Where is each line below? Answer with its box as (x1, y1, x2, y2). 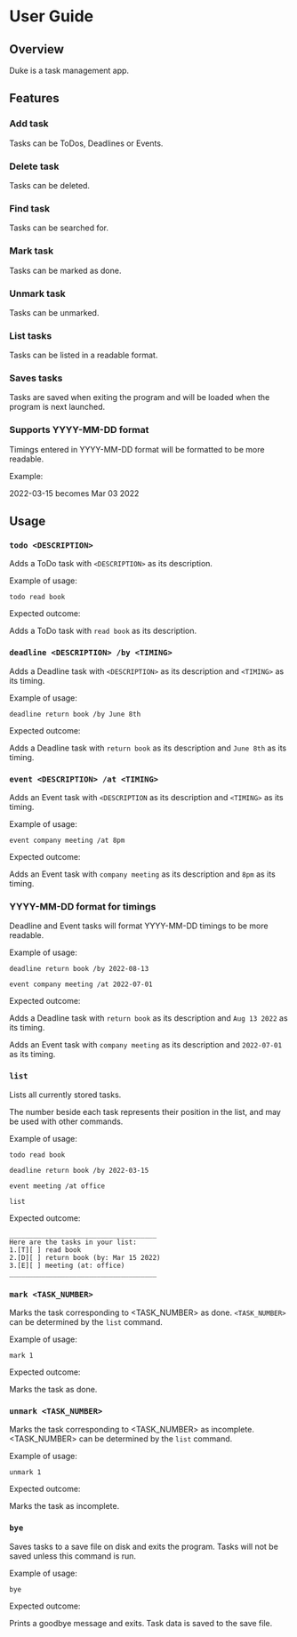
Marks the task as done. (9, 1384, 98, 1394)
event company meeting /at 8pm (9, 836, 125, 846)
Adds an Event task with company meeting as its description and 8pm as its (9, 869, 276, 879)
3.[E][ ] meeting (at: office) (9, 1261, 125, 1270)
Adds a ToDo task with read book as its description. (9, 625, 197, 637)
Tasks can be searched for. (9, 222, 109, 233)
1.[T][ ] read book (9, 1245, 82, 1255)
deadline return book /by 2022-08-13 (9, 965, 149, 974)
